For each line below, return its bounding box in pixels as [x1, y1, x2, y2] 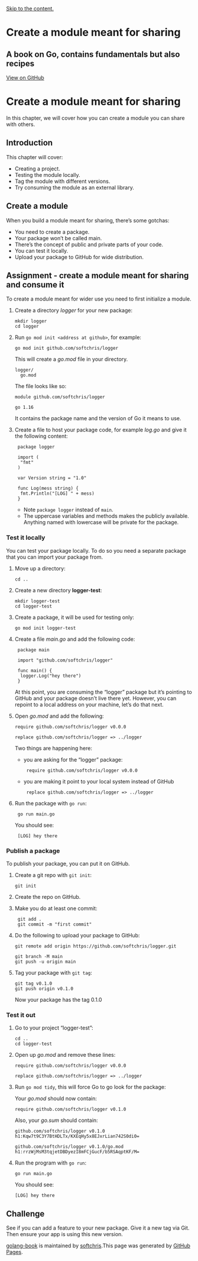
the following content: [14, 433, 68, 440]
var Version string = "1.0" [17, 475, 87, 481]
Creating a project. [14, 165, 60, 172]
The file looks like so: [14, 383, 67, 390]
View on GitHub [6, 74, 44, 81]
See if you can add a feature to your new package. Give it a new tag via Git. [6, 1224, 190, 1231]
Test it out [6, 1011, 35, 1019]
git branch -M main [14, 953, 63, 959]
